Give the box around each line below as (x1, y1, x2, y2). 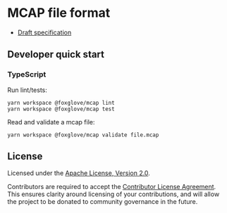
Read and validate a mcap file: (7, 117, 95, 126)
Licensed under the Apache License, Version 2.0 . (7, 169, 150, 177)
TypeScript (7, 70, 47, 79)
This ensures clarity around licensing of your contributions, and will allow (7, 190, 220, 198)
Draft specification (17, 28, 72, 37)
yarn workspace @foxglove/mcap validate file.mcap (7, 131, 159, 138)
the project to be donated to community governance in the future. (7, 198, 198, 206)
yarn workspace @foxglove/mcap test (7, 105, 115, 112)
